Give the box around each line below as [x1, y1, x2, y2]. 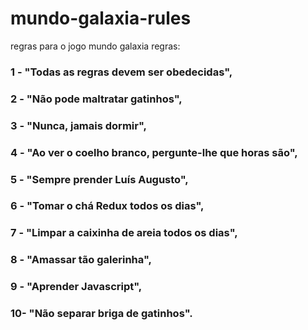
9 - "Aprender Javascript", [10, 280, 143, 294]
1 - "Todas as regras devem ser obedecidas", [10, 65, 233, 79]
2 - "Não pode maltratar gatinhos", [10, 92, 183, 106]
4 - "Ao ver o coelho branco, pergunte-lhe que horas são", [10, 145, 298, 159]
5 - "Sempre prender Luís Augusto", [10, 172, 189, 186]
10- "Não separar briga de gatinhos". [10, 307, 193, 321]
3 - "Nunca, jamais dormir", [10, 118, 147, 132]
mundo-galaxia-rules [10, 7, 192, 30]
